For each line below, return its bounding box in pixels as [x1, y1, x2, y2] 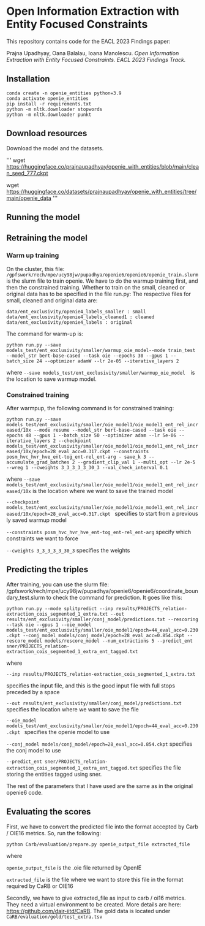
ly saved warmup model [6, 516, 67, 524]
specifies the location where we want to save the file [6, 705, 139, 713]
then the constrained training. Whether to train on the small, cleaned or [6, 283, 185, 291]
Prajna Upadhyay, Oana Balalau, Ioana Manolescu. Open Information [6, 49, 179, 56]
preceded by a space [6, 688, 60, 695]
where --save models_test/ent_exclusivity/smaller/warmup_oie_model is [6, 369, 195, 376]
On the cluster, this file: [6, 265, 65, 272]
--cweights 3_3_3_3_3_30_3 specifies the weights [6, 546, 130, 554]
